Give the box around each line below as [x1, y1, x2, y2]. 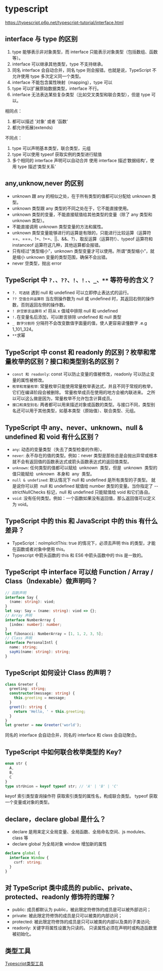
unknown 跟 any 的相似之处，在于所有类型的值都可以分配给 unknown [12, 193, 151, 199]
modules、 [126, 829, 148, 835]
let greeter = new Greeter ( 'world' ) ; [5, 723, 82, 728]
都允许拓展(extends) [12, 124, 53, 130]
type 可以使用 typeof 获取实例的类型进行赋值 [12, 151, 102, 157]
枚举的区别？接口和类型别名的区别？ [11, 357, 120, 366]
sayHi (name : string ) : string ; [9, 649, 71, 654]
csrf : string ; [14, 860, 42, 865]
